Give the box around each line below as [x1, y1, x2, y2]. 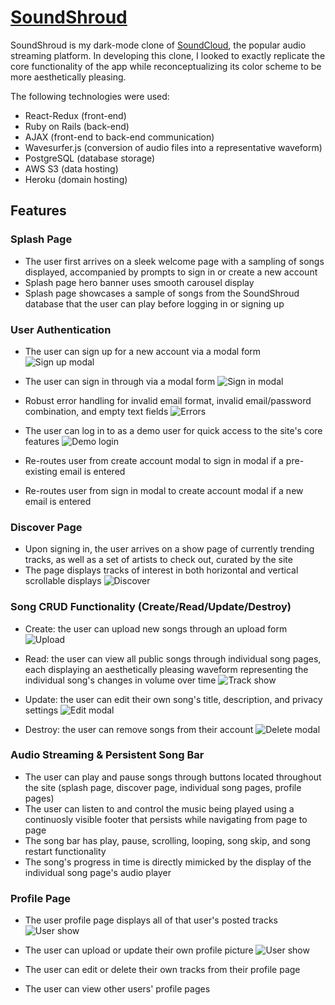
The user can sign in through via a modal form [24, 375, 216, 387]
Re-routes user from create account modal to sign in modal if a [24, 454, 284, 466]
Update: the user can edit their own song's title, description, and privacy [24, 693, 323, 705]
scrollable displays [24, 575, 102, 587]
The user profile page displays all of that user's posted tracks [24, 914, 278, 926]
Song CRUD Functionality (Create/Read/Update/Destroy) [10, 600, 292, 614]
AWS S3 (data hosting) [24, 162, 119, 175]
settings [24, 704, 59, 716]
